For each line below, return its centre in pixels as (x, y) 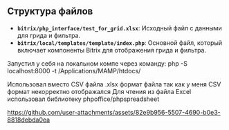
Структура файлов (50, 11)
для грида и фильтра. (49, 35)
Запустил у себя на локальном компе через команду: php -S (98, 63)
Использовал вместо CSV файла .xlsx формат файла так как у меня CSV (114, 84)
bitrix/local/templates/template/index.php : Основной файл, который (120, 43)
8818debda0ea (29, 120)
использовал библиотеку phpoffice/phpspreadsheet (83, 99)
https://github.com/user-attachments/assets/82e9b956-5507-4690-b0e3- (114, 112)
